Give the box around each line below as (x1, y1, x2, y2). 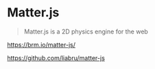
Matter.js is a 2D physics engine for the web (23, 27, 149, 36)
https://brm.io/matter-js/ (7, 40, 76, 49)
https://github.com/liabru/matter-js (7, 53, 105, 62)
